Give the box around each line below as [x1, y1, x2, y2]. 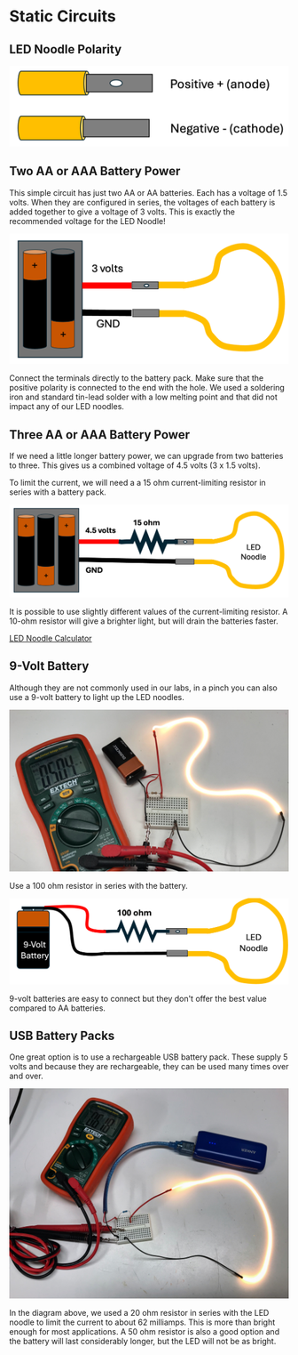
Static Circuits [9, 6, 117, 27]
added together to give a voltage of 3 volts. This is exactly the [9, 206, 235, 217]
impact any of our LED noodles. [9, 401, 124, 412]
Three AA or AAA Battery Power [9, 427, 191, 442]
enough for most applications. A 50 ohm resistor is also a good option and [9, 1327, 280, 1337]
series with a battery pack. [9, 487, 106, 497]
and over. [9, 1070, 43, 1082]
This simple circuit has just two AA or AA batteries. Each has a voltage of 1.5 [9, 187, 288, 198]
